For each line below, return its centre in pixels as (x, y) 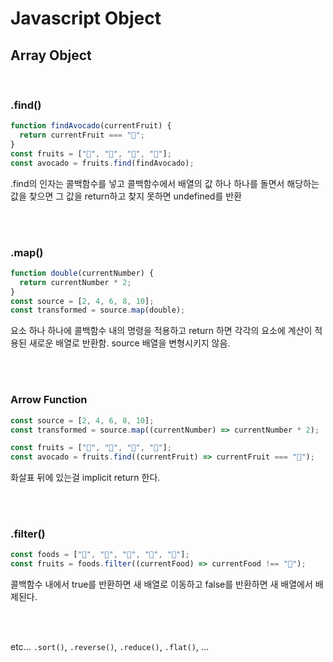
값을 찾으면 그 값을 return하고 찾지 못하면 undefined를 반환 (126, 196)
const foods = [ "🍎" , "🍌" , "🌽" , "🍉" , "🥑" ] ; (100, 555)
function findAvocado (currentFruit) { (91, 126)
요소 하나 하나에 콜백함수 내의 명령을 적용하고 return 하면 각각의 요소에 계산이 (161, 331)
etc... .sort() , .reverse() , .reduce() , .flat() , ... (109, 647)
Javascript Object (86, 18)
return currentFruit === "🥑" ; (82, 135)
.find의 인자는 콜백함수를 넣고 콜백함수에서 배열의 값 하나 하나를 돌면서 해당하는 (165, 183)
